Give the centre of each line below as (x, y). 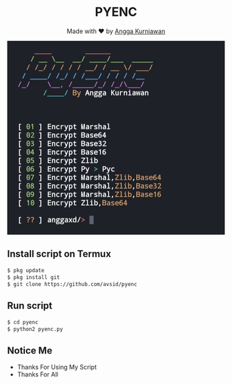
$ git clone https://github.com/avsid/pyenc (72, 285)
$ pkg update (26, 271)
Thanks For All (38, 374)
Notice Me (30, 351)
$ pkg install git (33, 278)
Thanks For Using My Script (57, 367)
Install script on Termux (59, 254)
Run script (30, 306)
